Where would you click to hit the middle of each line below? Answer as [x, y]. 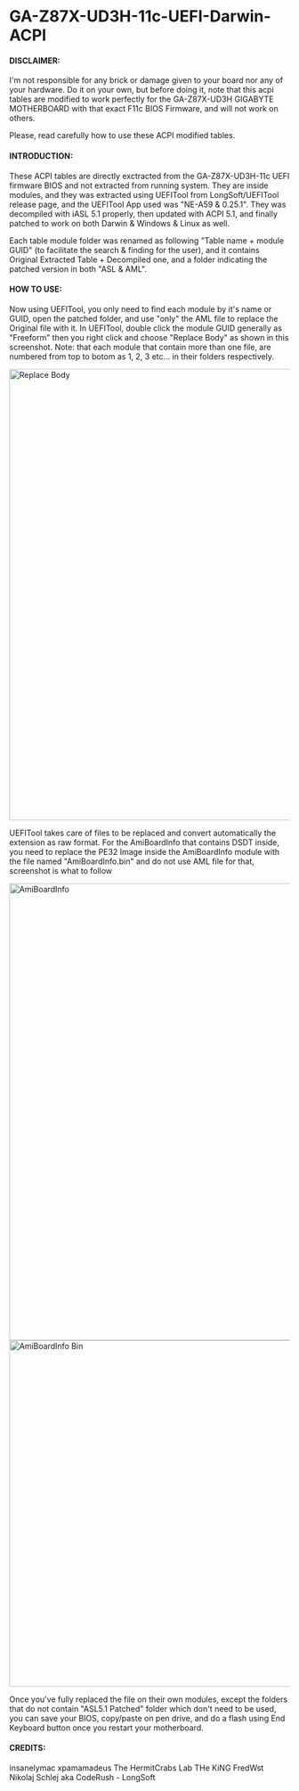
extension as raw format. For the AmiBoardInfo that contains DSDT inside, [145, 842]
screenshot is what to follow [61, 870]
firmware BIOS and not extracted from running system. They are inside [139, 185]
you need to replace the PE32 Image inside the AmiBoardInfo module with [145, 851]
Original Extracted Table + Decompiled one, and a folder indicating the [138, 259]
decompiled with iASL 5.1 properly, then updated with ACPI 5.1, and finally [144, 214]
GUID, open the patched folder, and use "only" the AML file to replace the [144, 318]
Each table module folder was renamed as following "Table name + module [147, 240]
